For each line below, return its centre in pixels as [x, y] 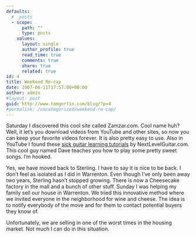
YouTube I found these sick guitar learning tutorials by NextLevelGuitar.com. [98, 144]
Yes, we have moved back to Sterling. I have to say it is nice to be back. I [94, 168]
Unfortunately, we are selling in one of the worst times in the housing [89, 223]
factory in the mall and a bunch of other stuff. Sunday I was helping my [91, 187]
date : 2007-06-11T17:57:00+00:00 [47, 88]
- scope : [22, 22]
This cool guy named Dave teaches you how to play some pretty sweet [92, 151]
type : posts [36, 33]
